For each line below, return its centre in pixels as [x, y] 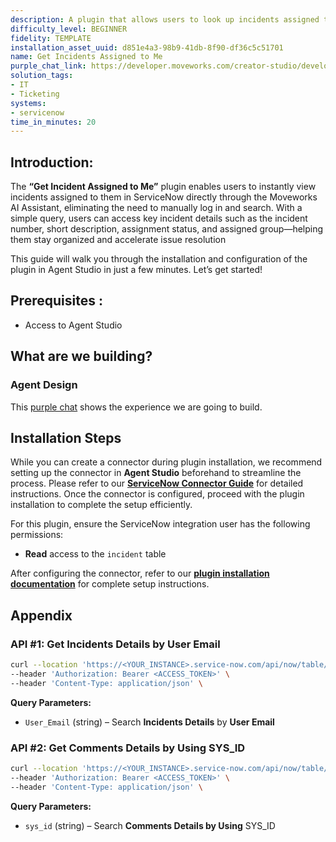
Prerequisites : [56, 301]
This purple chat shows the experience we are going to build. [136, 407]
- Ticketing [35, 94]
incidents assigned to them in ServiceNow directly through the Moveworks [164, 197]
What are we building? [81, 356]
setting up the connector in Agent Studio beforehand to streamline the [156, 473]
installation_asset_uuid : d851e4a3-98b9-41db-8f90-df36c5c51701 [147, 47]
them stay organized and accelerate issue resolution [118, 240]
